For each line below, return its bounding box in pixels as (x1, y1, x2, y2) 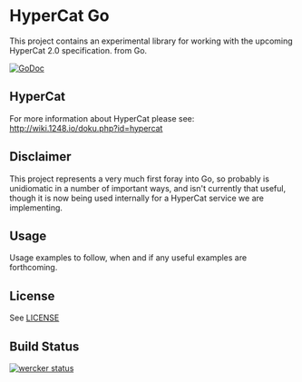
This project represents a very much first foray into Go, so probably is (9, 173, 270, 184)
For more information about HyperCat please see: (9, 113, 195, 123)
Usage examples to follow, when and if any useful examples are (9, 252, 248, 263)
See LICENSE (9, 312, 60, 323)
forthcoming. (9, 262, 58, 273)
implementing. (9, 201, 63, 213)
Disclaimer (9, 149, 72, 164)
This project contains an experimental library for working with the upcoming (9, 35, 293, 46)
